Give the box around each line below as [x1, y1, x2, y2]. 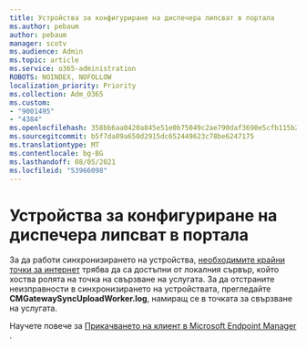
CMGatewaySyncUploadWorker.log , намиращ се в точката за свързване [9, 293, 293, 304]
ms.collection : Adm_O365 [9, 89, 104, 98]
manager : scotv [9, 38, 67, 48]
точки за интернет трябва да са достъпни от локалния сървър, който [9, 264, 280, 275]
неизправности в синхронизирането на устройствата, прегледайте [9, 283, 271, 294]
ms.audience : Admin [9, 47, 84, 56]
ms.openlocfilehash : [9, 124, 88, 133]
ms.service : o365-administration [9, 65, 137, 74]
